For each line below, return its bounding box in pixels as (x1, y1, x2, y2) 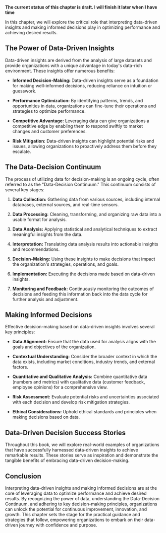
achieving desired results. (5, 30, 58, 35)
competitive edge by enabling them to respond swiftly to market (12, 123, 143, 129)
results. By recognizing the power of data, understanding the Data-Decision (5, 496, 160, 502)
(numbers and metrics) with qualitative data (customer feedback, (12, 379, 145, 385)
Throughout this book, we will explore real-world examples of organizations (5, 442, 160, 448)
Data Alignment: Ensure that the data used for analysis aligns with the (12, 339, 156, 345)
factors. (12, 364, 29, 370)
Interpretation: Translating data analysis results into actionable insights (12, 241, 159, 247)
